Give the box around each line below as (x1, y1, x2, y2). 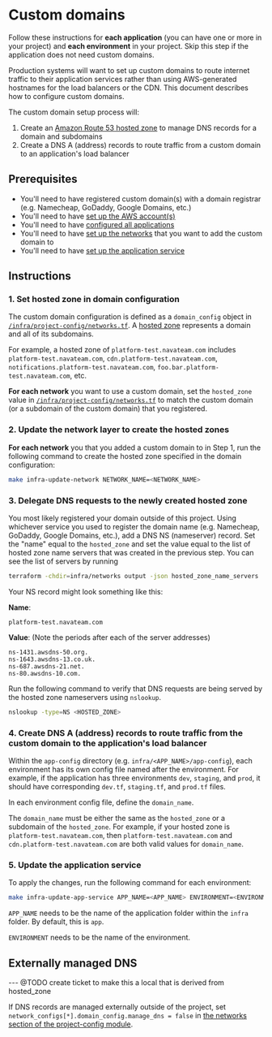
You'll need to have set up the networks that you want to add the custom (19, 228, 263, 238)
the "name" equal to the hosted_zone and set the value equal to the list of (8, 538, 251, 549)
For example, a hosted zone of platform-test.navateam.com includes (8, 345, 236, 355)
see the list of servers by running (8, 556, 119, 566)
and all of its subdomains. (8, 329, 95, 339)
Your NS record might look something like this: (8, 586, 164, 596)
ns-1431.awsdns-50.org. (8, 648, 89, 656)
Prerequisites (8, 172, 78, 186)
